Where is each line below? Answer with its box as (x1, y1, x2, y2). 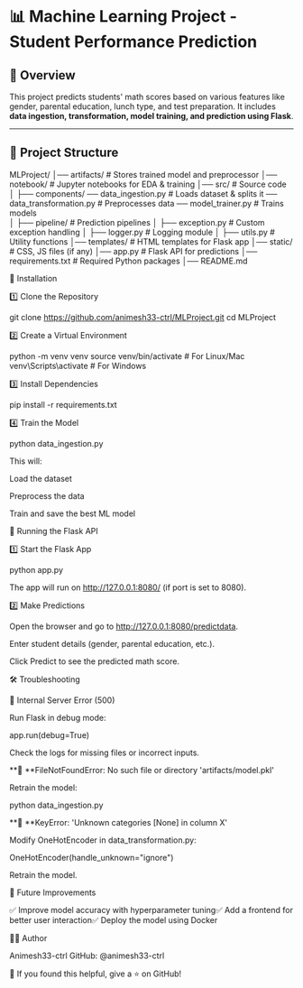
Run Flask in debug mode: (9, 712, 106, 723)
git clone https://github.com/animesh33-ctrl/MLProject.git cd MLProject (9, 311, 277, 322)
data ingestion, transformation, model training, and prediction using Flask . (9, 111, 294, 121)
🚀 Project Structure (9, 145, 119, 161)
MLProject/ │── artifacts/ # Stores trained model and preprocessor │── (9, 169, 278, 180)
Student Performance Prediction (9, 32, 258, 52)
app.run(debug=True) (9, 729, 90, 740)
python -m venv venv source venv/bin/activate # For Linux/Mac (9, 350, 245, 361)
